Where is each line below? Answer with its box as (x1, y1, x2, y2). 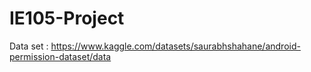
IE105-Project (9, 7, 125, 30)
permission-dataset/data (9, 50, 112, 62)
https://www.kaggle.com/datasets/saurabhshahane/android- (50, 40, 301, 52)
